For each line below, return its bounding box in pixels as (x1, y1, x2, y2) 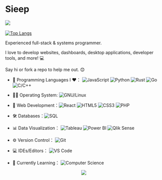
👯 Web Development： (12, 102, 59, 108)
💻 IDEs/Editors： (12, 148, 48, 154)
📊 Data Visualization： (12, 125, 60, 131)
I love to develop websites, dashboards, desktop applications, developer (5, 49, 154, 55)
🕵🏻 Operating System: (12, 92, 58, 98)
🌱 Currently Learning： (12, 160, 60, 166)
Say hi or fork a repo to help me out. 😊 (5, 66, 85, 73)
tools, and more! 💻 (5, 55, 44, 61)
